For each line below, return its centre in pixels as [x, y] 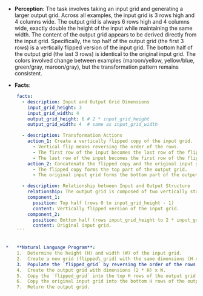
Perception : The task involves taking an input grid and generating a [98, 9]
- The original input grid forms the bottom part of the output [115, 175]
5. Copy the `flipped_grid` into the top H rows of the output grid [106, 276]
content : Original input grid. [72, 225]
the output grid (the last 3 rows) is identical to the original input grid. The [105, 54]
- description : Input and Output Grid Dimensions [85, 102]
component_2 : [44, 214]
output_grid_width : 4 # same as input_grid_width [93, 125]
